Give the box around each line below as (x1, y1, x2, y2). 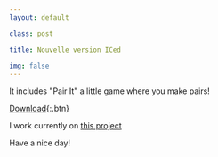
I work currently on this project (9, 120, 122, 131)
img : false (9, 62, 50, 70)
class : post (9, 29, 53, 38)
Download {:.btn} (9, 103, 69, 114)
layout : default (9, 12, 69, 22)
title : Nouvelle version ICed (9, 45, 122, 54)
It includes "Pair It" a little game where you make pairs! (9, 86, 211, 96)
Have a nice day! (9, 137, 71, 148)
